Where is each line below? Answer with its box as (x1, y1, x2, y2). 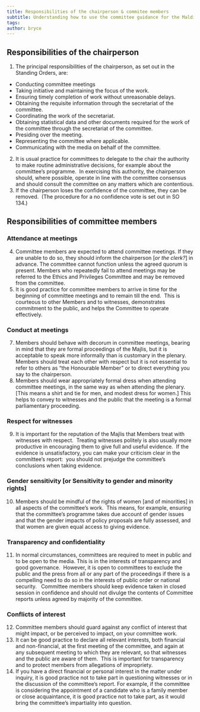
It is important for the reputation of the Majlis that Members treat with (15, 431, 185, 438)
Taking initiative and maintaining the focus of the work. (15, 87, 150, 94)
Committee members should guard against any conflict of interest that (15, 624, 188, 631)
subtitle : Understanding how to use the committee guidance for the (7, 14, 180, 20)
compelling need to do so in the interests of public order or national (15, 576, 180, 583)
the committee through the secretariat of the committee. (15, 125, 153, 132)
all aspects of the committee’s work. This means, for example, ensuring (15, 504, 192, 511)
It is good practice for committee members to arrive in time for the (15, 285, 177, 293)
